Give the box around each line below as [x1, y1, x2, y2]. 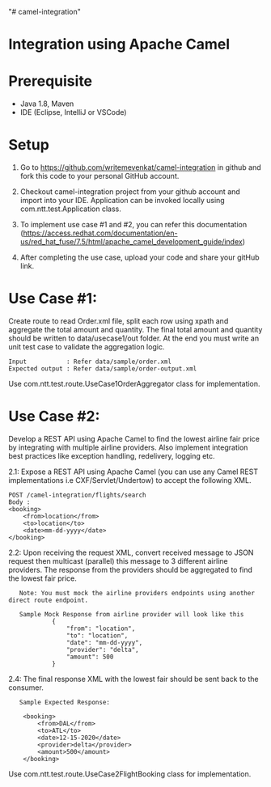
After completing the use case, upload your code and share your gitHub [19, 252, 260, 262]
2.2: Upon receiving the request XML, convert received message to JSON [8, 548, 254, 557]
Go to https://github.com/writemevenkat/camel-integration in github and [19, 163, 261, 172]
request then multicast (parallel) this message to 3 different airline [8, 556, 228, 565]
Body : [8, 497, 31, 506]
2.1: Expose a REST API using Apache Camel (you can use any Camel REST [8, 467, 259, 476]
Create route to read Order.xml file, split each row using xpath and [8, 316, 229, 326]
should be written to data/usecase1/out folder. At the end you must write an [8, 333, 260, 343]
